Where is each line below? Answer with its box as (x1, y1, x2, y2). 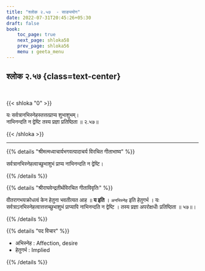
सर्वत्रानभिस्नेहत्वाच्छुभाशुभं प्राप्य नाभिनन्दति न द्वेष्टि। (6, 160, 104, 167)
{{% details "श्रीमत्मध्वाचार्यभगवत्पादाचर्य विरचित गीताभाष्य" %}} (6, 148, 135, 155)
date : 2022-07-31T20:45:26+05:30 (6, 15, 92, 21)
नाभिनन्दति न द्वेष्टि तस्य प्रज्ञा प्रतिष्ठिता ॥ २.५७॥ (6, 118, 99, 125)
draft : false (6, 20, 40, 26)
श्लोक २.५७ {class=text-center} (6, 71, 121, 82)
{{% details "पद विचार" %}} (6, 227, 70, 234)
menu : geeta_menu (17, 49, 64, 55)
